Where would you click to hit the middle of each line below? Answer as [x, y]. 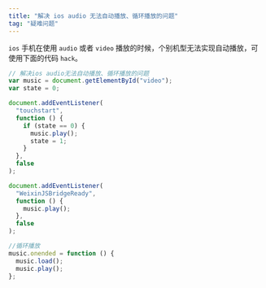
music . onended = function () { [61, 253]
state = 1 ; [48, 141]
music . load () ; [39, 261]
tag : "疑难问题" [33, 24]
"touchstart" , [39, 111]
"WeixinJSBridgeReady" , [56, 193]
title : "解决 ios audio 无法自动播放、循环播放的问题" [94, 16]
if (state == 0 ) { [54, 126]
